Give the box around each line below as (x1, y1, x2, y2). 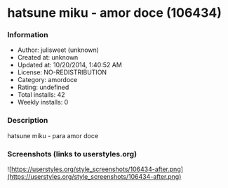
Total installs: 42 (17, 90, 65, 99)
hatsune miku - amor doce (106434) (7, 5, 222, 21)
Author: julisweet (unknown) (17, 46, 100, 54)
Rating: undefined (17, 83, 69, 92)
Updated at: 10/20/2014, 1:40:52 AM (17, 61, 123, 69)
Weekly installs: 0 (17, 98, 69, 107)
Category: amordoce (17, 76, 78, 84)
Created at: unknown (17, 53, 79, 62)
